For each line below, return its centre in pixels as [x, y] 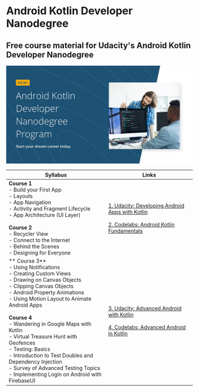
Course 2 [20, 228]
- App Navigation [30, 202]
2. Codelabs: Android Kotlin [141, 224]
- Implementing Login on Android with [55, 374]
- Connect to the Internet [39, 240]
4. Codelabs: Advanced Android [147, 327]
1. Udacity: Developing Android [146, 205]
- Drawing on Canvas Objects [45, 280]
